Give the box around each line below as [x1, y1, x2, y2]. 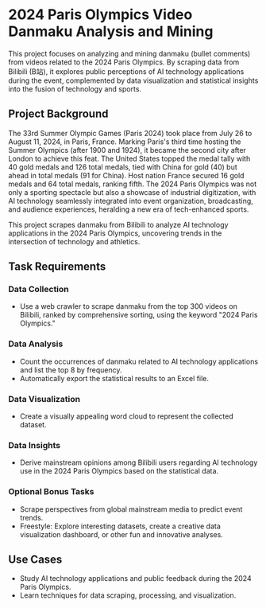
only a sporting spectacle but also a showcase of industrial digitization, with [8, 187, 256, 197]
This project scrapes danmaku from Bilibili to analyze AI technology [8, 220, 229, 229]
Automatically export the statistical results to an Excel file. [19, 373, 209, 383]
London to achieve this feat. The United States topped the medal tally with [8, 154, 251, 163]
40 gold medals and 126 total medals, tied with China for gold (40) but [8, 162, 238, 172]
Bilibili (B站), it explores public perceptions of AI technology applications [8, 66, 245, 76]
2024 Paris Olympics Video [8, 6, 193, 24]
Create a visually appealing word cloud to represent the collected [19, 411, 234, 421]
